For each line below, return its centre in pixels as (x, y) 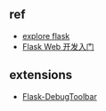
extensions (41, 75)
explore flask (46, 36)
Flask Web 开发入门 (58, 46)
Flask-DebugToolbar (60, 96)
